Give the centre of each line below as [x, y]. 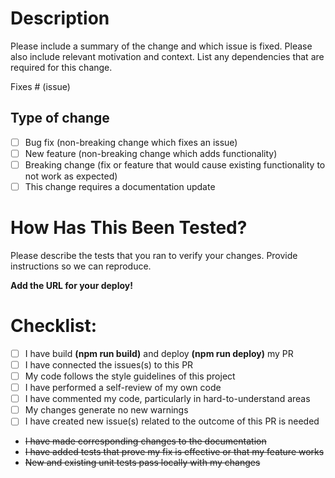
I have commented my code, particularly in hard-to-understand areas [167, 399]
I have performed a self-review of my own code [123, 388]
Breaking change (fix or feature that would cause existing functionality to [175, 164]
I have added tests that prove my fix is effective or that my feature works [174, 452]
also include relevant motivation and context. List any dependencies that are [167, 56]
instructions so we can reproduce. [81, 266]
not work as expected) [71, 176]
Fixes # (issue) [40, 86]
